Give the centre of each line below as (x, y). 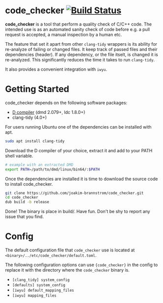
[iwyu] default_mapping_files (43, 290)
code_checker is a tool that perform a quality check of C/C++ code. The (79, 24)
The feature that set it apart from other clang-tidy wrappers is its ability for (81, 44)
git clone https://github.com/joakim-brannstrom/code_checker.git (74, 193)
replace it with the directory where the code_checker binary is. (67, 270)
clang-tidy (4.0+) (29, 117)
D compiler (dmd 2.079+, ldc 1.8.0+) (49, 112)
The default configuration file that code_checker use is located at (70, 250)
